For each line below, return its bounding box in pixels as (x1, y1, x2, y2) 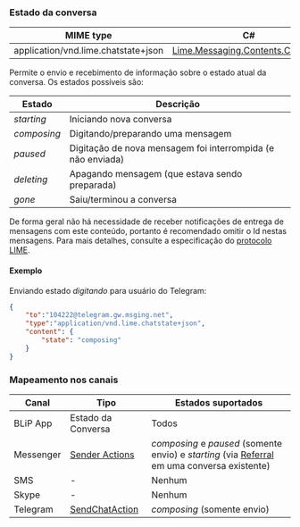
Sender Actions (70, 448, 135, 461)
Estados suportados (174, 396, 263, 408)
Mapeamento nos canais (9, 373, 119, 386)
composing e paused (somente (151, 437, 283, 449)
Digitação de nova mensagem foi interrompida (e (69, 142, 275, 155)
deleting (13, 173, 48, 186)
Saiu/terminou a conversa (69, 194, 177, 206)
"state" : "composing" (41, 336, 122, 345)
